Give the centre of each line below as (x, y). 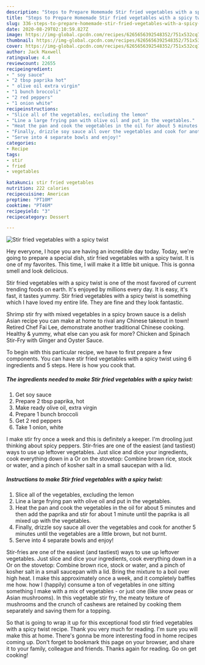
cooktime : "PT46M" (30, 205)
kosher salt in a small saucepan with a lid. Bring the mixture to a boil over (98, 572)
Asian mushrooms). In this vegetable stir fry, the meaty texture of (88, 598)
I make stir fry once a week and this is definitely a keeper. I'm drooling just (100, 439)
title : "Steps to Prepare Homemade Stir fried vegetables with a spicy (99, 18)
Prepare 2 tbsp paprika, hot (49, 401)
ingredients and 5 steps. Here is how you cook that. (71, 365)
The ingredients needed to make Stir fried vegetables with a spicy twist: (100, 379)
